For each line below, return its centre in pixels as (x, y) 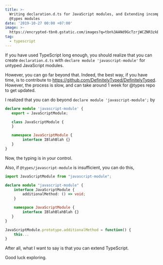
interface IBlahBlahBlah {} (51, 212)
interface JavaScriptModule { (44, 190)
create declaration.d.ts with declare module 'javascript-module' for (75, 60)
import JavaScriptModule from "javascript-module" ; (58, 176)
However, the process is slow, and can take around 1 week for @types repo (80, 85)
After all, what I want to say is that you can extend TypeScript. (67, 248)
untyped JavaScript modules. (34, 65)
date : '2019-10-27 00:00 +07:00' (39, 23)
